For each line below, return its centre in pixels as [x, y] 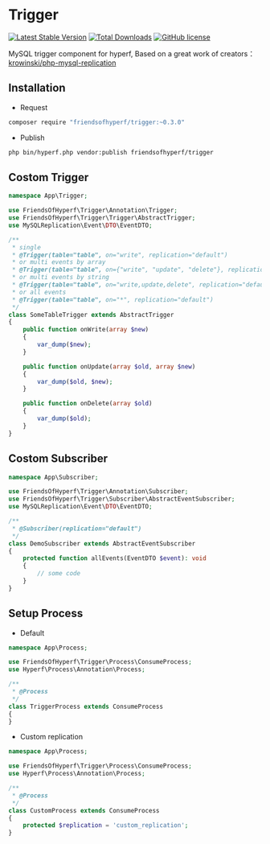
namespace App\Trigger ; [48, 196]
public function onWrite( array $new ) [86, 330]
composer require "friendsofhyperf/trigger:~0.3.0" [96, 122]
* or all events [39, 292]
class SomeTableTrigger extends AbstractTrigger [91, 315]
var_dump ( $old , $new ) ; [75, 381]
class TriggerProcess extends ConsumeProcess [86, 706]
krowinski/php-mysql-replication [62, 63]
